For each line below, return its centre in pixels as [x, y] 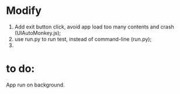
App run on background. [36, 85]
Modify [24, 11]
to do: [20, 69]
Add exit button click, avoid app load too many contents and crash [94, 27]
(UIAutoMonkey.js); [38, 32]
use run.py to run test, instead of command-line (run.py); [83, 39]
